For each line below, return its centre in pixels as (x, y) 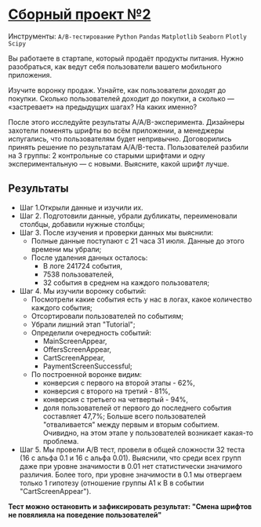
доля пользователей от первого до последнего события (137, 408)
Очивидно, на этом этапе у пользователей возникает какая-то (148, 433)
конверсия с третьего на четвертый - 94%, (115, 399)
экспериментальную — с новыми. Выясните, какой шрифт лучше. (119, 163)
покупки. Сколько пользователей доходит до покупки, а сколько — (121, 98)
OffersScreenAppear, (77, 349)
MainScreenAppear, (75, 341)
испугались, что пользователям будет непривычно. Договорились (120, 138)
